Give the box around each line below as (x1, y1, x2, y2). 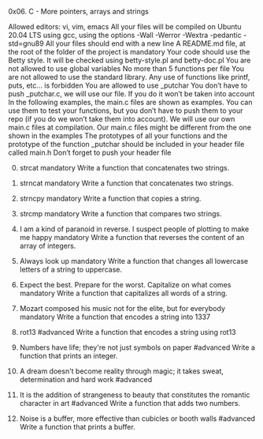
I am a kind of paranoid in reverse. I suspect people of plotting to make (19, 224, 250, 234)
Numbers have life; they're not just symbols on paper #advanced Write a (19, 343, 256, 352)
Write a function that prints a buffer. (19, 422, 135, 431)
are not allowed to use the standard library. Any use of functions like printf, (8, 73, 250, 81)
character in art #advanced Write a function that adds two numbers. (19, 399, 241, 407)
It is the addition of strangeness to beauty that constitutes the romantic (19, 390, 250, 400)
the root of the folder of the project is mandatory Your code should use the (8, 47, 250, 56)
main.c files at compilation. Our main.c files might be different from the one (8, 122, 252, 132)
